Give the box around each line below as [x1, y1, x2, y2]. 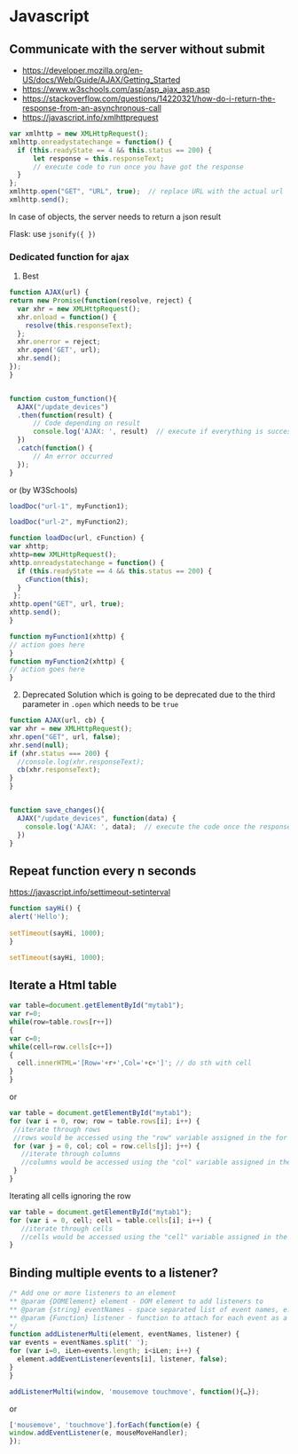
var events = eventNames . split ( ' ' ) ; [9, 1338, 149, 1348]
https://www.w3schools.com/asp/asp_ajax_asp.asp [21, 84, 210, 94]
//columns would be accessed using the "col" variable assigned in [20, 1158, 276, 1167]
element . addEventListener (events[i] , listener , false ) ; [17, 1355, 228, 1364]
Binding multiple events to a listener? [9, 1265, 219, 1280]
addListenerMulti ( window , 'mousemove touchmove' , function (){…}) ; [9, 1387, 260, 1396]
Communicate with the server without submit [9, 42, 265, 57]
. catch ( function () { [17, 444, 93, 453]
